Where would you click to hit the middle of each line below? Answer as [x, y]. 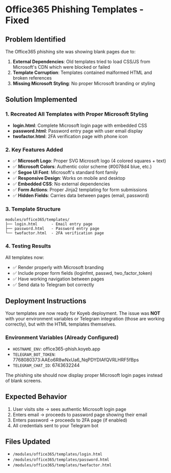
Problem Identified [36, 39]
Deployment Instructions [46, 301]
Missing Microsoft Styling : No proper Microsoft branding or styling [84, 83]
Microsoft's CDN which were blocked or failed [61, 67]
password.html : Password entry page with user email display [78, 131]
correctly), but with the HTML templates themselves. [61, 324]
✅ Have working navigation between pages [58, 279]
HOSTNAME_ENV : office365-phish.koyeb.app [57, 349]
